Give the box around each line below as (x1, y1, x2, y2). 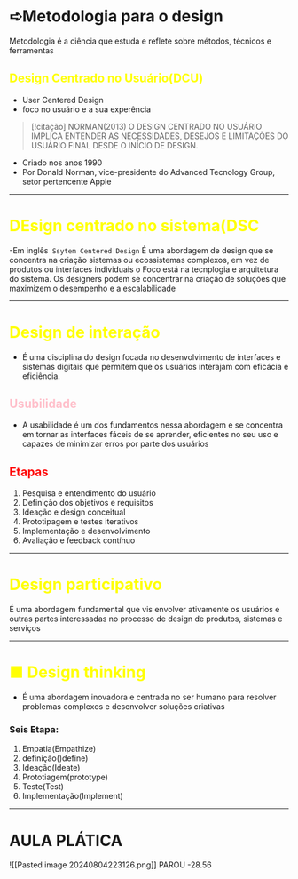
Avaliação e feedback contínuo (21, 535, 136, 546)
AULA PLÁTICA (9, 830, 123, 851)
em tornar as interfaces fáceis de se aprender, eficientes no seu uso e (21, 429, 278, 440)
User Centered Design (21, 94, 104, 105)
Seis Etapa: (9, 723, 59, 736)
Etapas (9, 464, 49, 479)
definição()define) (21, 753, 89, 763)
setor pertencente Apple (21, 176, 112, 187)
